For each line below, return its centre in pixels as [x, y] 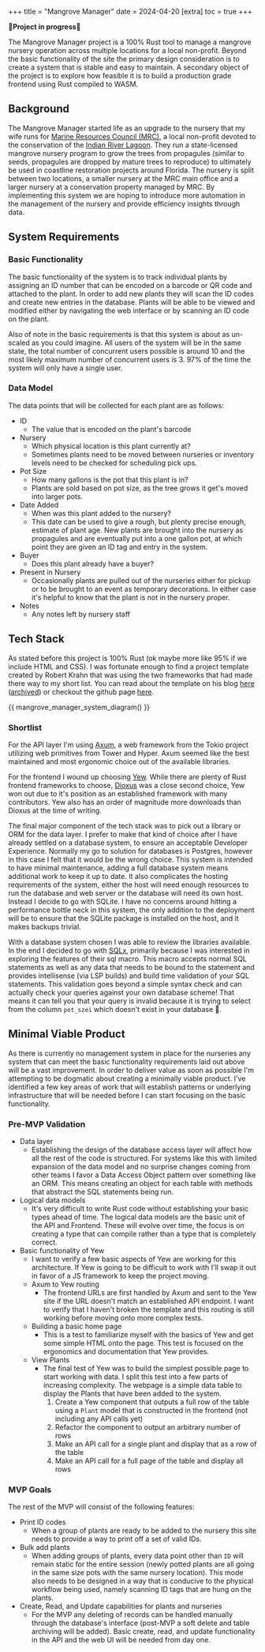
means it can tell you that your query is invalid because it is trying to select [129, 1001]
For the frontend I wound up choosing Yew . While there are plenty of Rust [127, 777]
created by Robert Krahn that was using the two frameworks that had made [131, 675]
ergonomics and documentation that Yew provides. [126, 1351]
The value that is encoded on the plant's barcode [111, 429]
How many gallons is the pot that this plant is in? [110, 479]
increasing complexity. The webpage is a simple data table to [142, 1385]
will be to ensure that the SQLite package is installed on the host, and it [123, 918]
